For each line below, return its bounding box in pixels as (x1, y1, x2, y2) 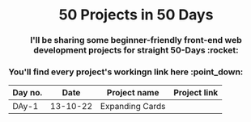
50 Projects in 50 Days (58, 6, 214, 24)
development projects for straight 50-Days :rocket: (33, 44, 239, 56)
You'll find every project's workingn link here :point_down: (8, 66, 244, 78)
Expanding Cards (100, 101, 166, 112)
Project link (173, 87, 219, 99)
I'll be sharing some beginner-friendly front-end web (29, 35, 243, 46)
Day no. (12, 87, 43, 99)
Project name (106, 87, 160, 99)
